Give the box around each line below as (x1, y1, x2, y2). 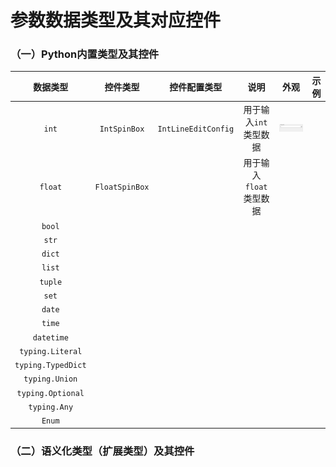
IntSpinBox (99, 124, 145, 134)
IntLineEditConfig (157, 124, 235, 134)
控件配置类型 (169, 81, 223, 93)
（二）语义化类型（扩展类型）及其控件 (10, 444, 195, 458)
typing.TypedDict (14, 361, 87, 371)
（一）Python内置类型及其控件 (10, 47, 160, 61)
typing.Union (23, 374, 78, 385)
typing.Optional (16, 388, 85, 398)
